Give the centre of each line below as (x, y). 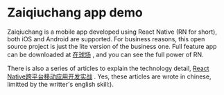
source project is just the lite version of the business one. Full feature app (112, 46)
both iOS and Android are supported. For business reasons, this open (106, 39)
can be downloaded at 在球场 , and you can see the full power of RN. (105, 54)
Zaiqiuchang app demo (75, 13)
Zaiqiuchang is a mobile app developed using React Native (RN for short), (112, 32)
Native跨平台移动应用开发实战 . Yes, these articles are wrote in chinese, (109, 76)
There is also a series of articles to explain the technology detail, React (108, 68)
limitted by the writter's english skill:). (61, 84)
